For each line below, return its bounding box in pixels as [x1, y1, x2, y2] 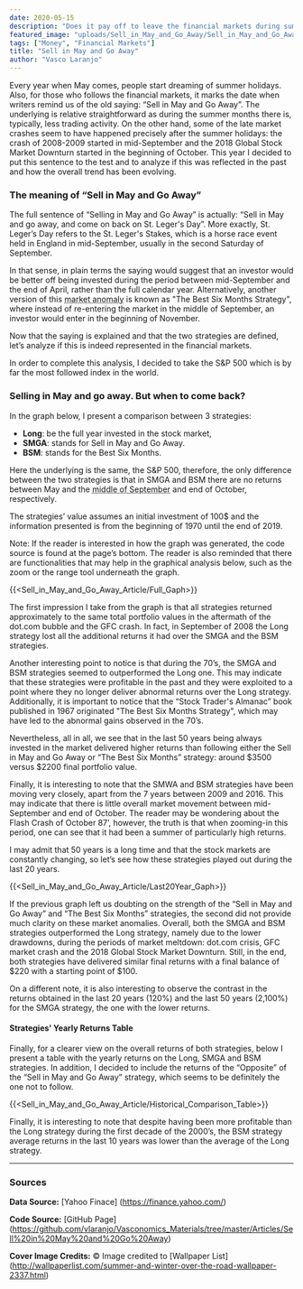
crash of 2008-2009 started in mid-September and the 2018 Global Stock [9, 137, 283, 148]
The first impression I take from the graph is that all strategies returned [9, 601, 272, 612]
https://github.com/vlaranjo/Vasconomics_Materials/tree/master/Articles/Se [12, 1224, 294, 1235]
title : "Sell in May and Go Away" [9, 47, 140, 56]
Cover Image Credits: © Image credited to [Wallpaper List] [9, 1251, 228, 1262]
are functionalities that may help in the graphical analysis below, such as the [9, 557, 292, 568]
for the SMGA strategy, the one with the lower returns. [9, 1002, 210, 1013]
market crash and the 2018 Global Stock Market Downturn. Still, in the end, [9, 946, 287, 957]
